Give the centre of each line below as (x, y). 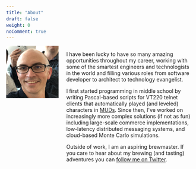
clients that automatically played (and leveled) (122, 104)
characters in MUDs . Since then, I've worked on (124, 110)
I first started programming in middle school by (124, 91)
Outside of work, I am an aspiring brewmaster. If (125, 147)
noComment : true (26, 32)
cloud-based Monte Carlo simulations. (113, 135)
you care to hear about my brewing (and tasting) (125, 153)
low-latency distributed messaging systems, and (126, 129)
